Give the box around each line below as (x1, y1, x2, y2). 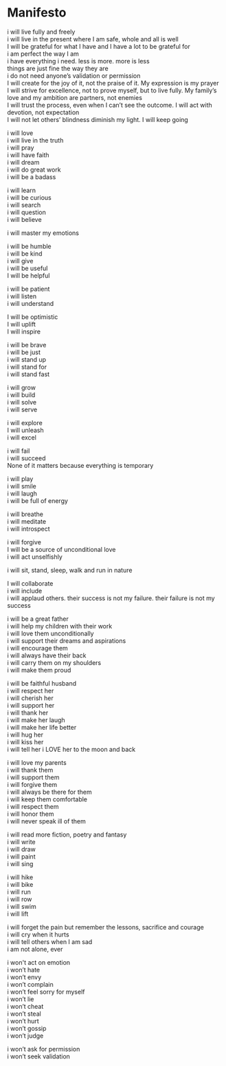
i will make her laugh (7, 715, 65, 724)
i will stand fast (7, 370, 50, 378)
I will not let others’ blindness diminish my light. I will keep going (7, 115, 189, 123)
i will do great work (7, 165, 61, 174)
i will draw (7, 845, 36, 853)
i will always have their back (7, 651, 87, 659)
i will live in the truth (7, 136, 64, 144)
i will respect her (7, 686, 54, 695)
